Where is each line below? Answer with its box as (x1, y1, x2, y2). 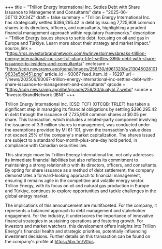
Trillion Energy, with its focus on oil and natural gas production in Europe (5, 183, 149, 188)
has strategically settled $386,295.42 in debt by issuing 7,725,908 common (5, 19, 156, 25)
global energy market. (5, 193, 49, 199)
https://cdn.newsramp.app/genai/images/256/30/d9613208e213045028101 (7, 66, 157, 72)
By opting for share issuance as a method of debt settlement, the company (5, 167, 154, 173)
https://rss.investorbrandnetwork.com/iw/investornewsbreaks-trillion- (7, 50, 147, 56)
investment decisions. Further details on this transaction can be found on (5, 233, 151, 239)
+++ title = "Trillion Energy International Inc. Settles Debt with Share (5, 4, 140, 10)
